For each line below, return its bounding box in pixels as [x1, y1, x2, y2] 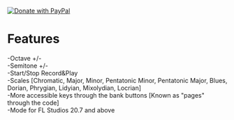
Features [7, 31, 60, 47]
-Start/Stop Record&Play [7, 68, 78, 77]
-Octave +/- [7, 54, 42, 62]
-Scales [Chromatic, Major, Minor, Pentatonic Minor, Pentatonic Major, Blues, [7, 76, 228, 84]
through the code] [7, 98, 59, 107]
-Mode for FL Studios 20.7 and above [7, 105, 115, 114]
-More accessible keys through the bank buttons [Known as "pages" [7, 91, 205, 99]
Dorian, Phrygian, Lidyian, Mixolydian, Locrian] [7, 84, 142, 92]
